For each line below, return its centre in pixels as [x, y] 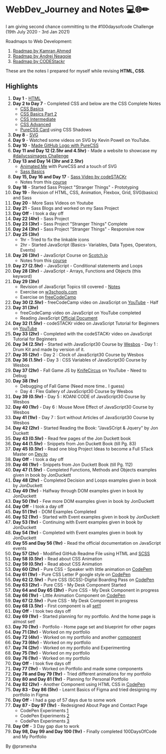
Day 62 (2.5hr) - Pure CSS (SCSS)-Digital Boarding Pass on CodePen [83, 580]
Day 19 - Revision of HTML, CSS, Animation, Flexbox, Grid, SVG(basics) [85, 192]
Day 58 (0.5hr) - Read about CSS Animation [57, 558]
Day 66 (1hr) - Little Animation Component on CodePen [69, 595]
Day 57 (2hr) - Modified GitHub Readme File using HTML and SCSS [81, 553]
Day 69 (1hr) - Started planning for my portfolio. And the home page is [84, 616]
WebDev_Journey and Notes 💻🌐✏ [78, 10]
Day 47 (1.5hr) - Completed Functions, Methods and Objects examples [84, 470]
